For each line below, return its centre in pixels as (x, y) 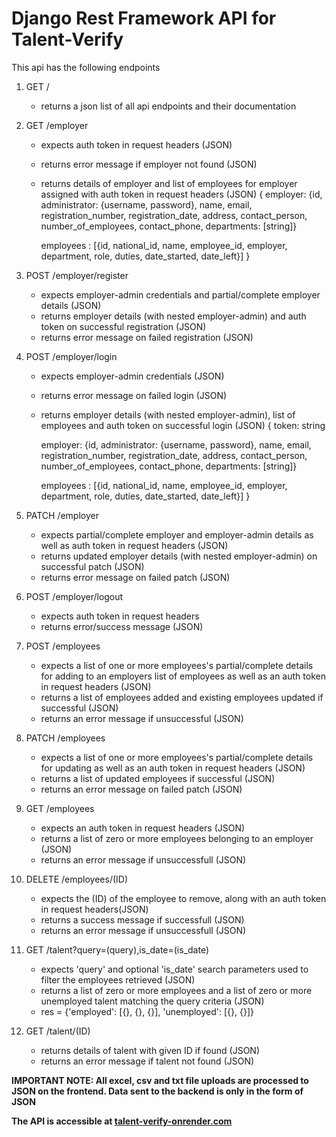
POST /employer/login (71, 356)
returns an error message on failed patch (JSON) (141, 789)
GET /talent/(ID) (58, 1031)
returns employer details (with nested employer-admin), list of (168, 414)
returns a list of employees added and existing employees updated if (182, 697)
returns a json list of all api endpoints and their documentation (168, 106)
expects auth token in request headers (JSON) (136, 144)
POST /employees (63, 646)
